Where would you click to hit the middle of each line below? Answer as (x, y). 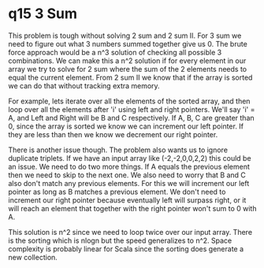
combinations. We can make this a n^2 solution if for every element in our (127, 61)
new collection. (33, 257)
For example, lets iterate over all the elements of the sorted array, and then (129, 101)
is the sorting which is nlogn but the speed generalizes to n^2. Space (120, 240)
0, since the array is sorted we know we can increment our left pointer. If (126, 126)
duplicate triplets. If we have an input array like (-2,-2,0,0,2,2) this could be (130, 158)
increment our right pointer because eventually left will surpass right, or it (127, 200)
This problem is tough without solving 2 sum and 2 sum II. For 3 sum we (125, 35)
